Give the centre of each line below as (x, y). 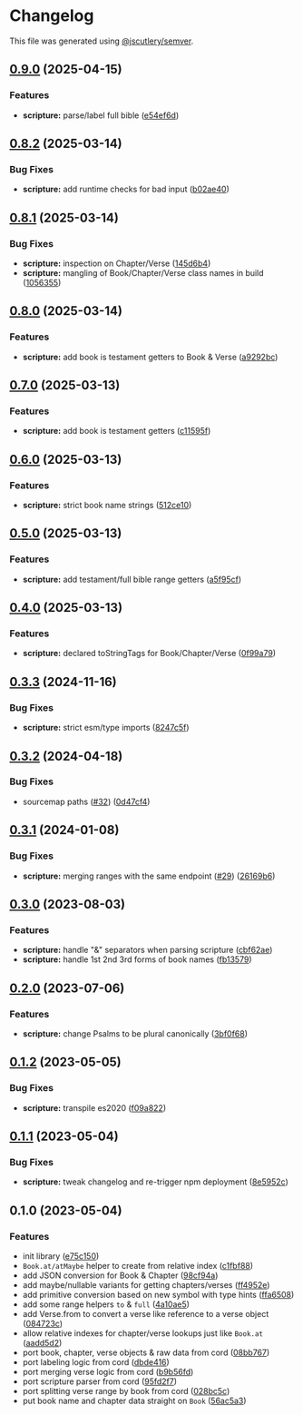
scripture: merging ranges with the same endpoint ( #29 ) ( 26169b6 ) (149, 876)
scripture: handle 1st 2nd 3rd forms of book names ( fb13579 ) (137, 959)
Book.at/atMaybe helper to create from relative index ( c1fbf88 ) (138, 1265)
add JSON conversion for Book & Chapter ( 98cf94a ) (120, 1275)
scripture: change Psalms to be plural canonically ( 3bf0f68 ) (135, 1033)
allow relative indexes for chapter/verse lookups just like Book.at (143, 1333)
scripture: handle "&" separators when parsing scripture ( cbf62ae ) (147, 950)
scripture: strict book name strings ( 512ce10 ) (107, 506)
